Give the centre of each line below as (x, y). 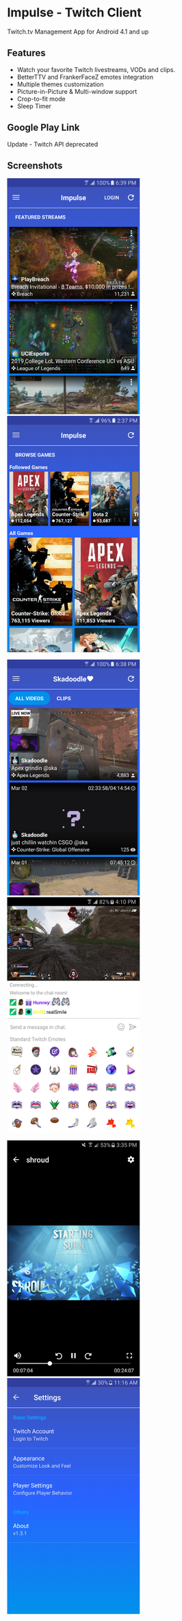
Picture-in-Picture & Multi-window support (77, 91)
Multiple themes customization (60, 84)
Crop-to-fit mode (41, 99)
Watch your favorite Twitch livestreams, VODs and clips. (96, 69)
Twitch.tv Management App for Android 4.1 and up (78, 32)
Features (26, 53)
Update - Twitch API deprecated (52, 144)
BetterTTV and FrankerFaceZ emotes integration (85, 77)
